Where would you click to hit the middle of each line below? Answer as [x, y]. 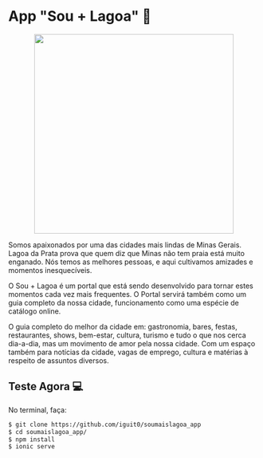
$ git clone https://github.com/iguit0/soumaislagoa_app [105, 424]
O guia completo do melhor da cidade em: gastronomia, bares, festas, [123, 326]
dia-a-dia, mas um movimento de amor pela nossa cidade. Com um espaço [132, 343]
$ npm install [32, 439]
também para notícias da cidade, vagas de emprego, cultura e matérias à [128, 352]
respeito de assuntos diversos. [59, 360]
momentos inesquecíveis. [50, 270]
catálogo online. [35, 311]
